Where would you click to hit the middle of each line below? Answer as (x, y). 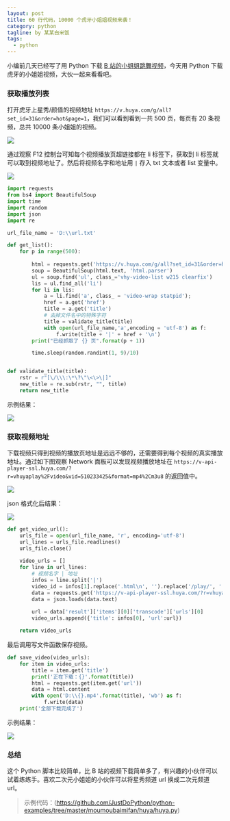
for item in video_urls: (55, 664)
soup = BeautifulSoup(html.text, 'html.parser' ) (102, 270)
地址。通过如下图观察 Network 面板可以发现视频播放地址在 (90, 462)
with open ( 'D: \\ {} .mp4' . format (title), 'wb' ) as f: (107, 696)
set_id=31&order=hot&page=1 (47, 119)
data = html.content (61, 690)
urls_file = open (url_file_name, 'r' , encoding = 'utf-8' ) (102, 535)
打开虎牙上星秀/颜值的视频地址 (50, 110)
